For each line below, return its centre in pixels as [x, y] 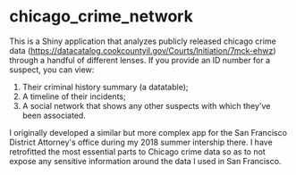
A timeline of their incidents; [74, 96]
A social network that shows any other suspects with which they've [146, 105]
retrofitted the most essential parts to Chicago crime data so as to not [137, 151]
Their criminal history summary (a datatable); [105, 87]
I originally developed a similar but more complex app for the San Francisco [148, 132]
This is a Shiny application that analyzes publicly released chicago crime [143, 41]
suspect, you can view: [52, 70]
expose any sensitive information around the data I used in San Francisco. [145, 161]
